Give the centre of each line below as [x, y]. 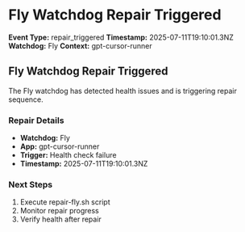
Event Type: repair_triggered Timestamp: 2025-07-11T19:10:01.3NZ [121, 37]
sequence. [26, 99]
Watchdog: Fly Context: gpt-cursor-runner [80, 45]
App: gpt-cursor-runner [60, 146]
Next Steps [31, 184]
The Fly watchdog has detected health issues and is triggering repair [123, 91]
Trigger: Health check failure [68, 155]
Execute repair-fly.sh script [65, 202]
